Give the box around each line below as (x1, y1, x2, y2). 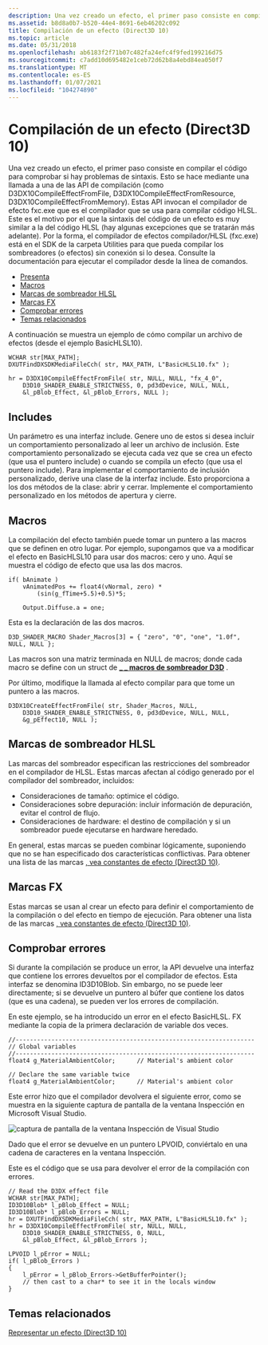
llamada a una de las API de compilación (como (8, 180, 164, 190)
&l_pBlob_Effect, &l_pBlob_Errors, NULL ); (22, 388, 170, 397)
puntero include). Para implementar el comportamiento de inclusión (8, 466, 230, 475)
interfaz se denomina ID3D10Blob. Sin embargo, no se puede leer (8, 980, 223, 989)
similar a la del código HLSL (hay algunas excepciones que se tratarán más (8, 222, 255, 232)
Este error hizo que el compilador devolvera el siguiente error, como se (8, 1091, 242, 1101)
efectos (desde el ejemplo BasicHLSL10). (8, 338, 143, 348)
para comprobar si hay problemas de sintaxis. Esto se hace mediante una (8, 172, 250, 182)
